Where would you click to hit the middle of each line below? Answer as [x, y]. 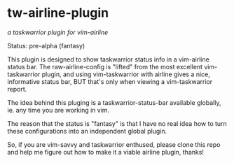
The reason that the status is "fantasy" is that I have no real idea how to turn [117, 123]
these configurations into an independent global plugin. [87, 131]
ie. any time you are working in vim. [58, 110]
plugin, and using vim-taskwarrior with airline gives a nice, [126, 74]
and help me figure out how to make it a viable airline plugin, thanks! [106, 152]
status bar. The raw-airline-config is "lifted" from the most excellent [105, 66]
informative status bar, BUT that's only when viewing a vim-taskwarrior [110, 81]
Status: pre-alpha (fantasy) [46, 45]
